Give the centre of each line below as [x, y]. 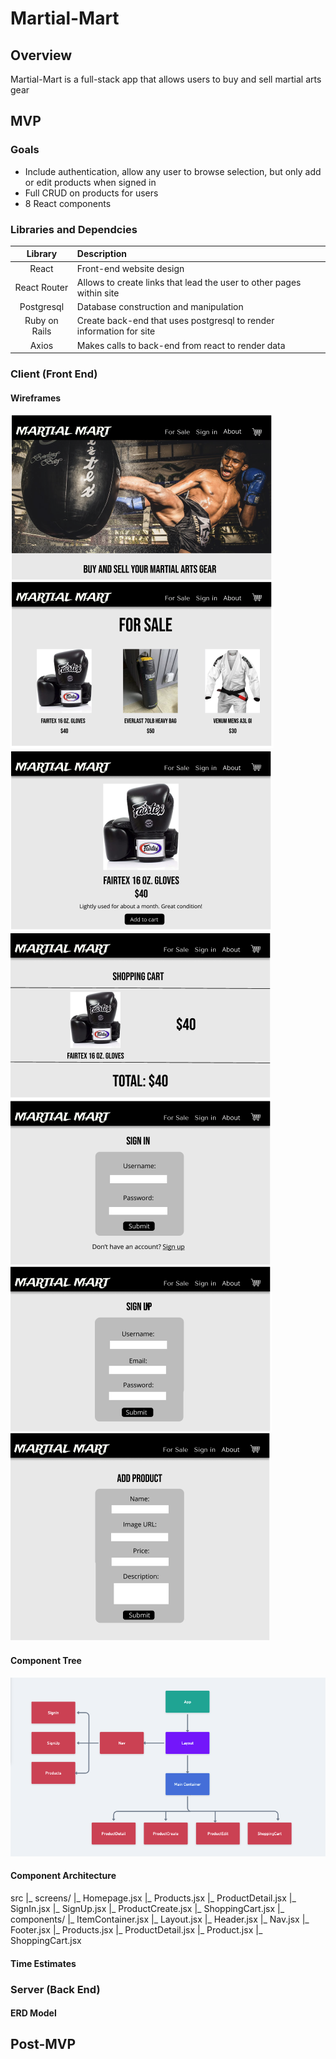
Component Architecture [63, 1876]
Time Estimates [43, 1963]
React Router [41, 288]
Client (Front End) [54, 374]
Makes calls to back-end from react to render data [181, 345]
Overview [41, 55]
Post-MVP [43, 2044]
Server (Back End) [55, 1989]
